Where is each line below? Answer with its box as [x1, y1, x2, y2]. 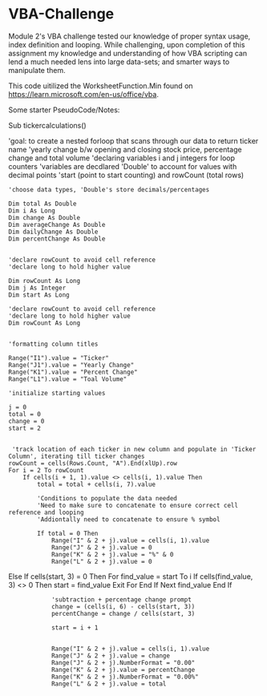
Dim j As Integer [8, 284, 67, 292]
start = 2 [8, 424, 42, 432]
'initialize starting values [8, 389, 106, 397]
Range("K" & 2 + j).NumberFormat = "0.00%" [51, 673, 199, 681]
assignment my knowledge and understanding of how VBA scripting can [8, 48, 247, 58]
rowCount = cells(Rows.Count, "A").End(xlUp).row [8, 459, 178, 467]
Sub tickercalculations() [8, 120, 87, 130]
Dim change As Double [8, 213, 81, 221]
